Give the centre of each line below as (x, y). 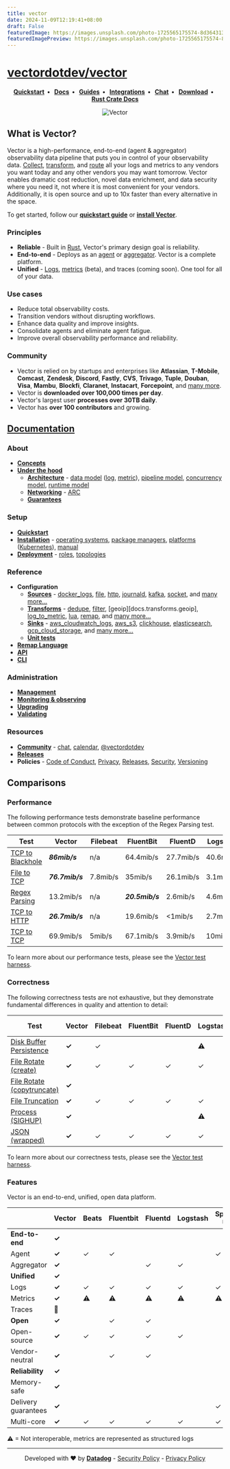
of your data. (35, 276)
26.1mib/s (183, 877)
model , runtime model (58, 485)
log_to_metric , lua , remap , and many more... (89, 616)
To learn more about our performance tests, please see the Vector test (106, 957)
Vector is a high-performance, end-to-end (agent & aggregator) (97, 150)
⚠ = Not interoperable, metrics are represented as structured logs (100, 1438)
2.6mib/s (180, 897)
